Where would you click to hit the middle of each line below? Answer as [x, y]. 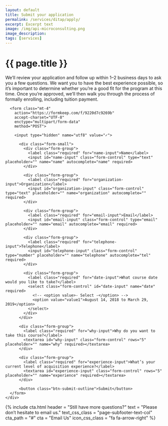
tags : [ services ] [24, 39]
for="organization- [103, 179]
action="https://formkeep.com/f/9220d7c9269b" [64, 113]
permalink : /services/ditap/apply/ [43, 19]
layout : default [22, 10]
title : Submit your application [39, 15]
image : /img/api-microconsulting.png [45, 29]
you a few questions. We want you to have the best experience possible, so [84, 83]
